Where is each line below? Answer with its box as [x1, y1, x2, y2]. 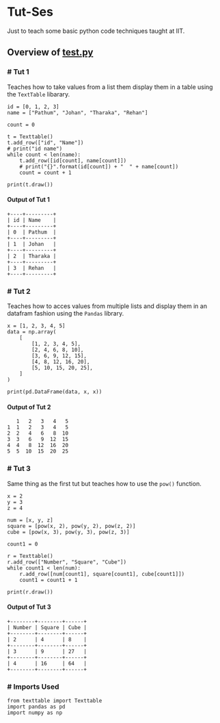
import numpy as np [7, 709, 63, 716]
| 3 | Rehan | [7, 264, 57, 271]
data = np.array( [7, 329, 57, 335]
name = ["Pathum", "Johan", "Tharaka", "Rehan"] [7, 109, 148, 116]
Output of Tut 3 [7, 603, 51, 611]
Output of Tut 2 [7, 403, 51, 411]
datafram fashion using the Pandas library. [7, 309, 124, 318]
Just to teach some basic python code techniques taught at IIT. [7, 27, 185, 35]
